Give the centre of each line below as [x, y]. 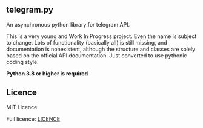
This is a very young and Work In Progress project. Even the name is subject [101, 36]
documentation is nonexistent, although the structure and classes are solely [101, 49]
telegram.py [30, 10]
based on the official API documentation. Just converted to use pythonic [97, 55]
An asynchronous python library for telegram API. [68, 24]
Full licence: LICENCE [33, 119]
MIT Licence [22, 107]
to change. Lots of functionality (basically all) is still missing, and [87, 42]
